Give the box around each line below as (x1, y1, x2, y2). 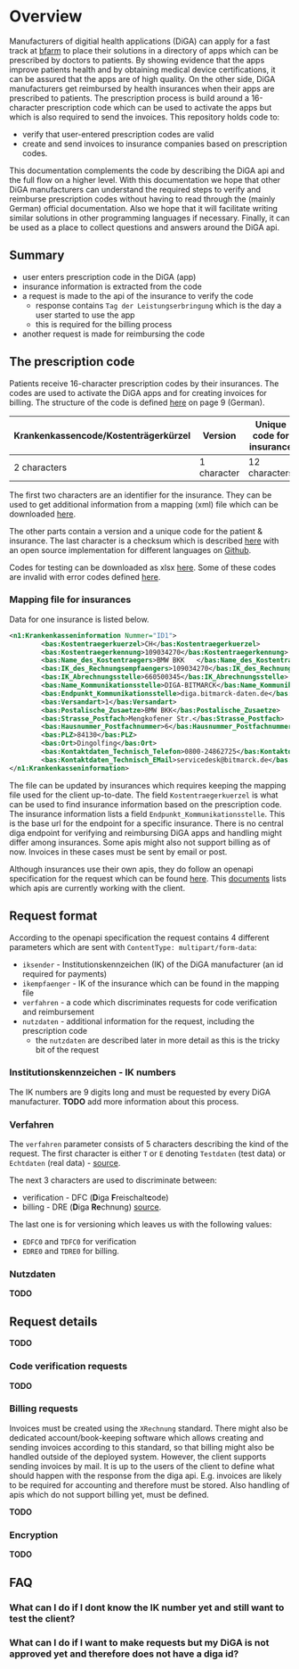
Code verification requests (9, 1360, 127, 1373)
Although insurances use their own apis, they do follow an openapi (9, 863, 254, 874)
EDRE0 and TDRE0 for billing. (21, 1246, 120, 1257)
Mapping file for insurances (9, 593, 132, 606)
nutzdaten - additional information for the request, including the (21, 1015, 255, 1027)
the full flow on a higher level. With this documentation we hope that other (9, 174, 281, 185)
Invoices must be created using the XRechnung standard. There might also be (9, 1423, 288, 1434)
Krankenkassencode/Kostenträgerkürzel (13, 429, 191, 442)
